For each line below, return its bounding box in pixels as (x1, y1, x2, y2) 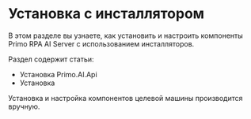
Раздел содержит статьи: (8, 54, 94, 64)
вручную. (8, 102, 40, 111)
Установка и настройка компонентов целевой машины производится (8, 93, 243, 102)
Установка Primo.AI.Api (19, 69, 97, 79)
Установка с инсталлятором (8, 5, 204, 23)
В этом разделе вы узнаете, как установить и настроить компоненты (8, 31, 243, 40)
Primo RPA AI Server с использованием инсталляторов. (8, 39, 195, 48)
